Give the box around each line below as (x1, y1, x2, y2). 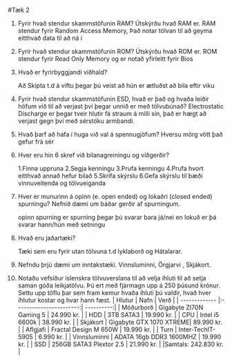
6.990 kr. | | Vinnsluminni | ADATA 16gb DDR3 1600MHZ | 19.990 (38, 333, 222, 341)
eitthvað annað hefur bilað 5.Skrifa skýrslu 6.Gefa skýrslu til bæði (17, 172, 203, 180)
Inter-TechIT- (178, 325, 216, 334)
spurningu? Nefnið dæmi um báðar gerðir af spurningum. (17, 200, 180, 208)
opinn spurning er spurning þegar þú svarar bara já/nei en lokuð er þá (17, 213, 217, 221)
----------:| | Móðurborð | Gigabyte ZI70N (84, 303, 204, 312)
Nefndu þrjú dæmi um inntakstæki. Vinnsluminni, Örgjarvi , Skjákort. (17, 260, 211, 269)
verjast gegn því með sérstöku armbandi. (17, 117, 135, 125)
